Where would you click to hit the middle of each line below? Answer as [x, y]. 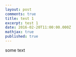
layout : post [18, 9]
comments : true [21, 14]
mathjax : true [20, 32]
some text [15, 50]
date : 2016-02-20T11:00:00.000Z [38, 28]
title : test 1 [20, 18]
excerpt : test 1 [22, 23]
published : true [22, 37]
